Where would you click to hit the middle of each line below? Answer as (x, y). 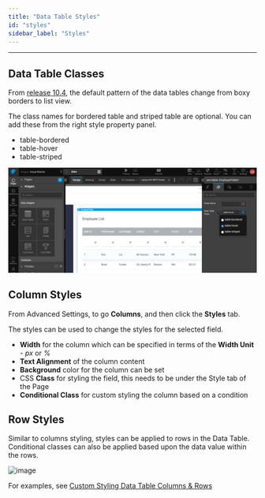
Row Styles (36, 419)
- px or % (35, 353)
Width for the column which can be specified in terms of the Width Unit (137, 344)
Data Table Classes (56, 74)
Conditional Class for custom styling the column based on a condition (134, 395)
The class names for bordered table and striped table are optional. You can (130, 116)
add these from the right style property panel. (82, 125)
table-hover (39, 148)
